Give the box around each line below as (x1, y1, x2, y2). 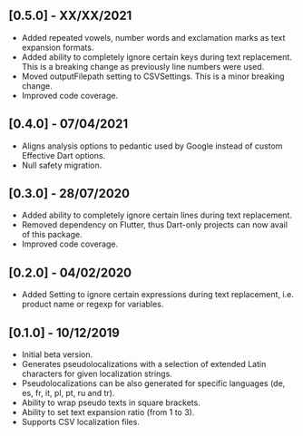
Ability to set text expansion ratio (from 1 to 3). (21, 407, 195, 418)
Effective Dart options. (21, 150, 106, 160)
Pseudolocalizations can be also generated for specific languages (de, (21, 378, 286, 389)
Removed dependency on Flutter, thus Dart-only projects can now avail (21, 219, 288, 230)
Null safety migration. (21, 160, 103, 170)
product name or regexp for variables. (21, 299, 164, 310)
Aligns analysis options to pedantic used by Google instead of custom (21, 140, 283, 151)
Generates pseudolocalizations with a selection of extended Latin (21, 359, 267, 370)
